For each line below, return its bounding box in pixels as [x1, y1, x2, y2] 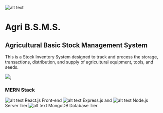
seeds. [5, 64, 18, 70]
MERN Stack [5, 86, 35, 93]
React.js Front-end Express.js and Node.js [24, 97, 148, 103]
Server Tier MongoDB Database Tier [5, 103, 98, 109]
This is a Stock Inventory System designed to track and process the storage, [5, 54, 158, 59]
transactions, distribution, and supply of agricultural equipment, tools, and [5, 59, 153, 65]
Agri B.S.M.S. [5, 22, 61, 33]
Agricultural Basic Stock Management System [5, 41, 148, 49]
